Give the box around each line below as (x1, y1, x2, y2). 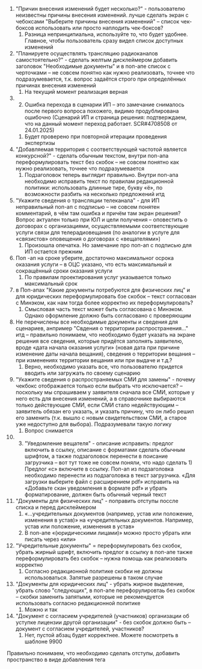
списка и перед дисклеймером (15, 504, 97, 511)
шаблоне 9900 (24, 638, 63, 645)
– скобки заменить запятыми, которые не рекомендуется (15, 593, 164, 600)
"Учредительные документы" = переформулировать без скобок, (15, 542, 182, 549)
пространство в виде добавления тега (7, 656, 106, 663)
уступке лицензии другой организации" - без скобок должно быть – (15, 619, 191, 626)
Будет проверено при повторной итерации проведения (24, 133, 167, 140)
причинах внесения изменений (15, 82, 96, 89)
